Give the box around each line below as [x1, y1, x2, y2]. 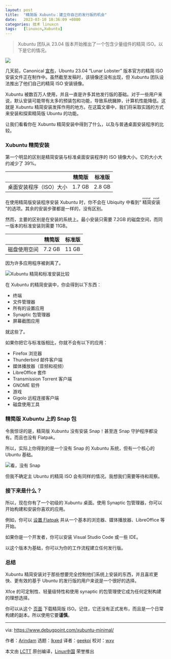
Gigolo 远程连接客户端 [12, 395, 60, 401]
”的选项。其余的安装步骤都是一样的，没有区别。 [5, 206, 106, 212]
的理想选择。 [5, 595, 32, 601]
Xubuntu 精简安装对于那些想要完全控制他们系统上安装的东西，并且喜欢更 [5, 571, 158, 578]
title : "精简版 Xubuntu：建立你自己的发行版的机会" [5, 12, 107, 17]
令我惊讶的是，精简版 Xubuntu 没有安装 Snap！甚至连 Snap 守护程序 [5, 428, 149, 434]
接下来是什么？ [5, 487, 42, 494]
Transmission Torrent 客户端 [12, 376, 72, 382]
